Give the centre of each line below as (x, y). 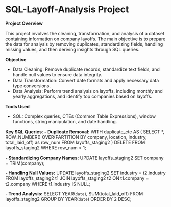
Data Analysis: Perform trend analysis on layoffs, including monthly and (88, 91)
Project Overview (24, 23)
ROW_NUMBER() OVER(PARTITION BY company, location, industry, (76, 137)
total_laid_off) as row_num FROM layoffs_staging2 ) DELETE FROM (75, 142)
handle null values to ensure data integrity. (57, 74)
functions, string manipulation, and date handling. (65, 121)
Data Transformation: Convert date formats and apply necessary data (86, 80)
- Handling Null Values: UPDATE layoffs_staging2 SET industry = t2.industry (86, 173)
